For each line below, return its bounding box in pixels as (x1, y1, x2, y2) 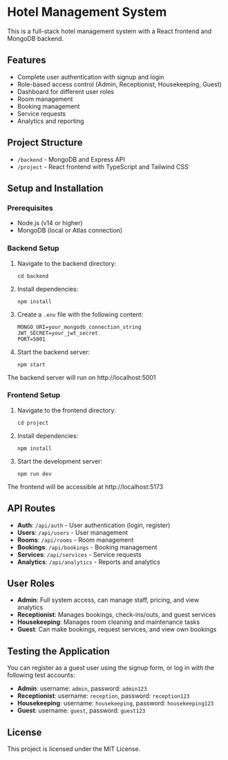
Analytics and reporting (17, 117, 84, 125)
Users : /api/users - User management (17, 528, 129, 536)
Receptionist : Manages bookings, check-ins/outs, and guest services (17, 611, 216, 619)
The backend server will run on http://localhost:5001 (7, 373, 156, 381)
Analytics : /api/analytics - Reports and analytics (17, 558, 160, 566)
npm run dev (17, 471, 52, 477)
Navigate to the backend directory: (17, 259, 117, 267)
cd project (17, 419, 49, 426)
